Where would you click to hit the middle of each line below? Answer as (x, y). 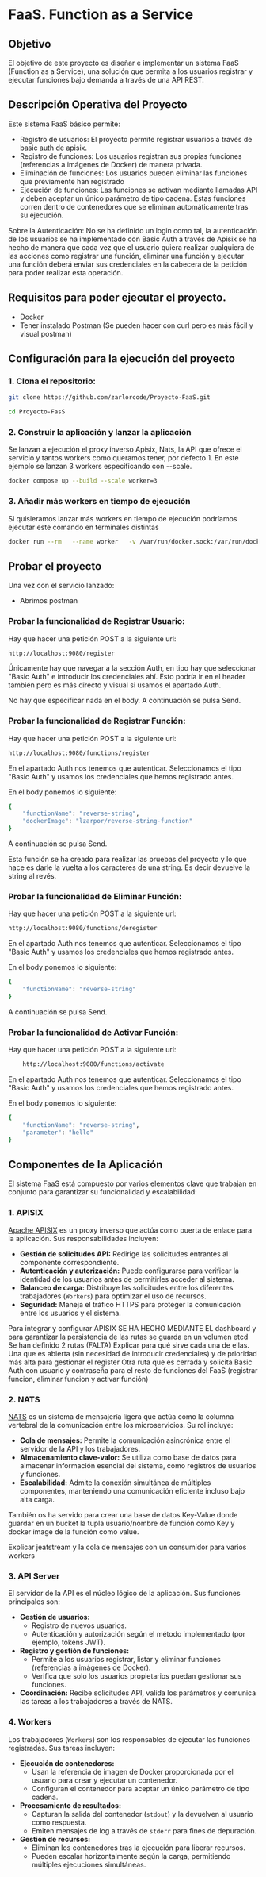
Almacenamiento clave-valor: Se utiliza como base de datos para (128, 1457)
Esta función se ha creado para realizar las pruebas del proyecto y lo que (127, 860)
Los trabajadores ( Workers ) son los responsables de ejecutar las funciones (129, 1739)
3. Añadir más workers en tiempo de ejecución (99, 502)
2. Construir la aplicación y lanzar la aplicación (100, 432)
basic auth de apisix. (53, 148)
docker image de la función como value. (74, 1531)
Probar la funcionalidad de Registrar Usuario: (97, 621)
